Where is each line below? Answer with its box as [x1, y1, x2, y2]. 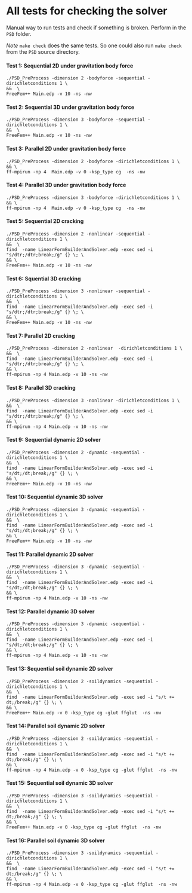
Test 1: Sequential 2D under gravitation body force [6, 62, 134, 69]
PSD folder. [6, 30, 32, 37]
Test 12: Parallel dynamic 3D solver [6, 608, 95, 615]
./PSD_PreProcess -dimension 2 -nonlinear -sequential [6, 231, 145, 237]
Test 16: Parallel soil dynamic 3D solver [6, 837, 106, 844]
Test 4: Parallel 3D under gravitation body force [6, 181, 126, 189]
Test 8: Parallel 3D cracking [6, 384, 76, 391]
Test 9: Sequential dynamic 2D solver [6, 436, 101, 444]
